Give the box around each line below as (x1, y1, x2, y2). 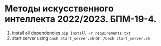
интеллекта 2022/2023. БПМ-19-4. (4, 13, 157, 25)
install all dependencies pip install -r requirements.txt (11, 30, 131, 36)
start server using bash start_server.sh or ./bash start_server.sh (11, 35, 150, 41)
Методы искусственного (4, 3, 114, 14)
